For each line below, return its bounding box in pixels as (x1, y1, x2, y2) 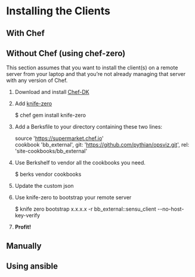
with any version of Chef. (6, 77, 68, 84)
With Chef (6, 28, 45, 38)
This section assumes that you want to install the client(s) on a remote (6, 64, 178, 71)
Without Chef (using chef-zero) (6, 48, 126, 58)
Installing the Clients (6, 4, 110, 18)
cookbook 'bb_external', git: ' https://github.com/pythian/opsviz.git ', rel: (14, 141, 190, 148)
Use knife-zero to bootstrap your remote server (14, 194, 132, 201)
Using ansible (6, 261, 58, 272)
